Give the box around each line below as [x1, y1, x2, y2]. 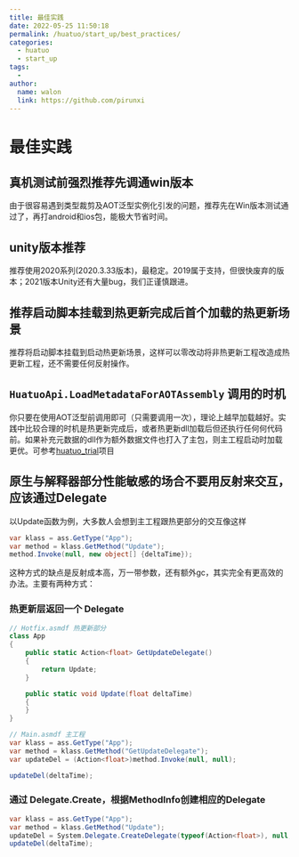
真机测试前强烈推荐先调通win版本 [9, 174, 194, 190]
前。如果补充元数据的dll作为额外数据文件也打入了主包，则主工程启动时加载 [9, 433, 283, 445]
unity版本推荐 [9, 239, 86, 255]
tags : [9, 63, 29, 72]
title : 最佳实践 [9, 12, 64, 22]
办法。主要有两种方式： [9, 578, 95, 589]
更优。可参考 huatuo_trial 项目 [9, 445, 115, 456]
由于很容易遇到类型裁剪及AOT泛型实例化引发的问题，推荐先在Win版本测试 [9, 200, 281, 211]
